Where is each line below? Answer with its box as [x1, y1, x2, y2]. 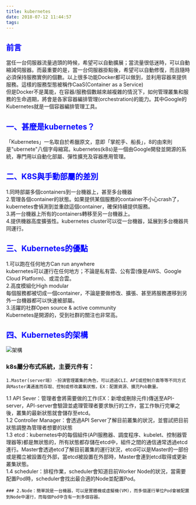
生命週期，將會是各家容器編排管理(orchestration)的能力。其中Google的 [16, 96, 187, 103]
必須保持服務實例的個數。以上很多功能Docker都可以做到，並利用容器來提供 [6, 74, 187, 81]
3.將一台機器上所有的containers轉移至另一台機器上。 [6, 210, 134, 217]
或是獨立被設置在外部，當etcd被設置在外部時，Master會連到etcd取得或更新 [6, 453, 188, 460]
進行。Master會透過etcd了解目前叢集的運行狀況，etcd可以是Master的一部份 [6, 445, 188, 453]
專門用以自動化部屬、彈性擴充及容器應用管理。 [16, 153, 129, 160]
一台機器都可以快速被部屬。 [10, 296, 78, 304]
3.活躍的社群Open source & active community [6, 304, 117, 311]
